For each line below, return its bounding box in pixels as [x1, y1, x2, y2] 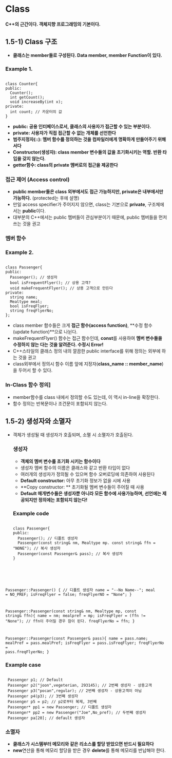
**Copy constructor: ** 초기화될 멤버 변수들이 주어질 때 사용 [20, 483, 145, 490]
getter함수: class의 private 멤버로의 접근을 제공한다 [12, 162, 118, 168]
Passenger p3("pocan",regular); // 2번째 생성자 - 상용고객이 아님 [7, 688, 142, 693]
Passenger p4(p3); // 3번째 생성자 [7, 693, 79, 698]
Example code [12, 510, 49, 517]
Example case [5, 661, 41, 668]
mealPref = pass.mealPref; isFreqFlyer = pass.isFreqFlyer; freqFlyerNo [5, 640, 164, 646]
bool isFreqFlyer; [10, 304, 50, 309]
